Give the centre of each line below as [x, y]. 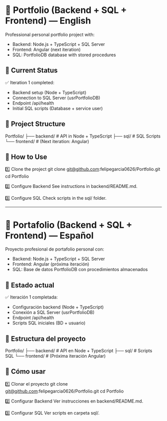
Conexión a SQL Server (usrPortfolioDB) [53, 312]
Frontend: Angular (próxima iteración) [51, 264]
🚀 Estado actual [30, 285]
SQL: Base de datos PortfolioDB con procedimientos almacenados [80, 270]
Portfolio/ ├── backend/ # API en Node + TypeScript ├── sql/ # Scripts [79, 350]
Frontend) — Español [49, 235]
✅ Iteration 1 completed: [30, 82]
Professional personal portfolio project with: [50, 34]
